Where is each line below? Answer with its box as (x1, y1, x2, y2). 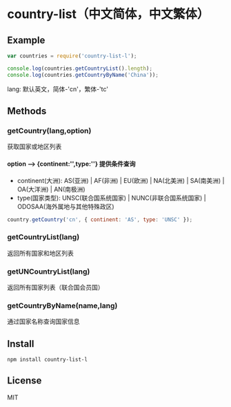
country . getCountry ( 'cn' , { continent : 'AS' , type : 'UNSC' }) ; (7, 216, 193, 223)
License (7, 375, 42, 387)
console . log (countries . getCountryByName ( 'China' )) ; (7, 71, 159, 78)
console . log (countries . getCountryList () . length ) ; (7, 65, 153, 72)
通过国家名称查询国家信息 (7, 317, 80, 325)
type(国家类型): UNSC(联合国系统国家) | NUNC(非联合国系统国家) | (17, 193, 206, 202)
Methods (7, 105, 47, 117)
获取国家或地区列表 (7, 142, 62, 151)
